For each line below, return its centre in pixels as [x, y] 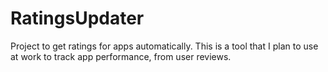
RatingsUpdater [77, 18]
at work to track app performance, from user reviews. [121, 56]
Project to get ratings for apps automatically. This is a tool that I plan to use [164, 46]
